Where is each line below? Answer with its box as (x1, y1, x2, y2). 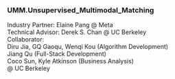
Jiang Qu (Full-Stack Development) (7, 50, 106, 58)
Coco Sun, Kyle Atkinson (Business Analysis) (7, 57, 134, 65)
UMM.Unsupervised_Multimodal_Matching (7, 5, 154, 15)
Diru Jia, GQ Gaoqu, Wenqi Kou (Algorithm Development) (7, 43, 169, 51)
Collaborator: (7, 35, 45, 44)
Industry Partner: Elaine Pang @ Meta (7, 21, 113, 29)
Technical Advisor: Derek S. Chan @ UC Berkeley (7, 28, 147, 36)
